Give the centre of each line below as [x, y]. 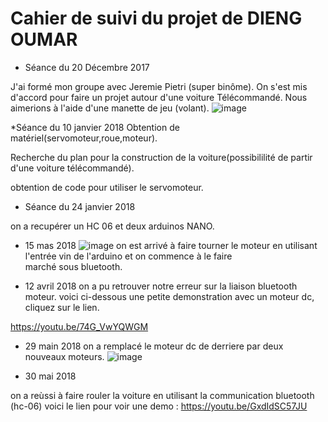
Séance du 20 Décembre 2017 [87, 67]
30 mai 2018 [50, 376]
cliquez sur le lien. [62, 307]
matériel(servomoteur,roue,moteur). [84, 138]
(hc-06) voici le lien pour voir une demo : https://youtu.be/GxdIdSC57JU [159, 406]
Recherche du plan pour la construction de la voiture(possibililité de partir [161, 157]
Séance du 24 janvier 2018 [80, 206]
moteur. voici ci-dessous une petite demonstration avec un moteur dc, [169, 296]
